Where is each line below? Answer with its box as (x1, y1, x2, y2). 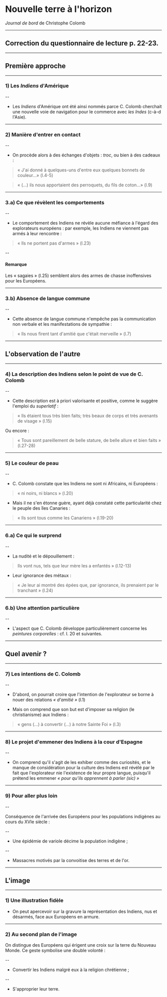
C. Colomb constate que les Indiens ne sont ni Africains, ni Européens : (12, 481, 158, 487)
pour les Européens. (5, 278, 47, 284)
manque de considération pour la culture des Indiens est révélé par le (12, 765, 155, 771)
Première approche (5, 62, 66, 70)
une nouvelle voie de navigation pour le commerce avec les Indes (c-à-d (12, 109, 161, 115)
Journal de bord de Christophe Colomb (5, 20, 85, 26)
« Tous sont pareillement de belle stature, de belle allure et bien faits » (17, 437, 162, 443)
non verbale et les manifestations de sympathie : (12, 321, 112, 327)
